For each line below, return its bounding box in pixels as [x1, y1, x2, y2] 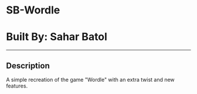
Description [6, 61, 50, 71]
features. [6, 82, 28, 89]
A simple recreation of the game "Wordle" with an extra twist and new [6, 76, 175, 83]
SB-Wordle [6, 4, 60, 17]
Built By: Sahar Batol [6, 30, 107, 44]
